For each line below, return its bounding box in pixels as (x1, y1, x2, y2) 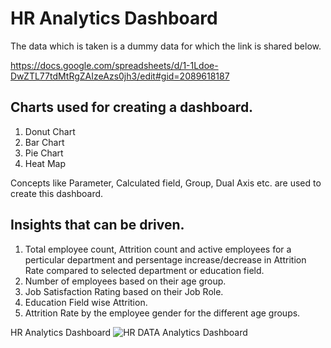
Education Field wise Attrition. (24, 296, 148, 308)
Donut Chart (24, 125, 76, 137)
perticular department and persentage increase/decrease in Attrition (24, 253, 307, 266)
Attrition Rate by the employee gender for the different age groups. (24, 307, 301, 319)
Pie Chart (24, 147, 64, 159)
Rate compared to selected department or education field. (24, 264, 265, 276)
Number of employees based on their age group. (24, 275, 227, 287)
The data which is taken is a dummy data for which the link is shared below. (10, 40, 322, 52)
